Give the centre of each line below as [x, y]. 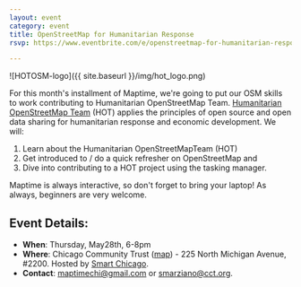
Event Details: [49, 223]
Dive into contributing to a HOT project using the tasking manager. [144, 168]
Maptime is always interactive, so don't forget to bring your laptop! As [138, 186]
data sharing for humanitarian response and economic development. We [142, 122]
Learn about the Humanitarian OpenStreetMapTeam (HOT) [130, 149]
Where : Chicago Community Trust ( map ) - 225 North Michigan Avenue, [154, 254]
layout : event [36, 17]
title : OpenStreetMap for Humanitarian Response [102, 34]
